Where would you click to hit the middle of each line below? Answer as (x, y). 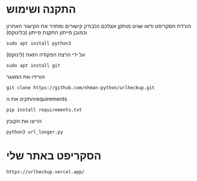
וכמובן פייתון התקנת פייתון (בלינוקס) (47, 32)
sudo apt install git (33, 66)
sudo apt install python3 (39, 43)
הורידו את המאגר (26, 76)
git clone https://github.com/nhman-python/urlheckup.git (80, 87)
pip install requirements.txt (44, 110)
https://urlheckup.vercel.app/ (45, 172)
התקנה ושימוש (41, 9)
